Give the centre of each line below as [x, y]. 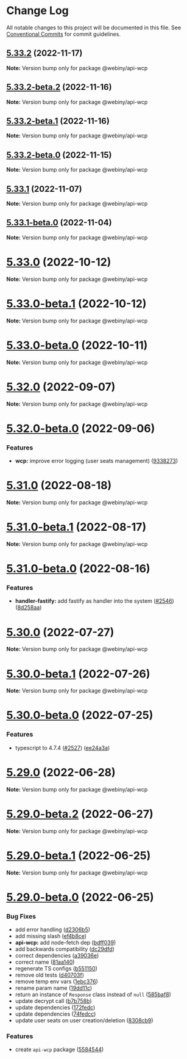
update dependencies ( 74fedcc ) [55, 1014]
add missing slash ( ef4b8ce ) [51, 936]
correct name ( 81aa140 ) [45, 962]
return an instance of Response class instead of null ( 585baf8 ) [93, 995]
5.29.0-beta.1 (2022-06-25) [79, 855]
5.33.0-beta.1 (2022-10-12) [76, 304]
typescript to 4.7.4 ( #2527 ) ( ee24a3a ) [62, 748]
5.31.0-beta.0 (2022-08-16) [78, 569]
